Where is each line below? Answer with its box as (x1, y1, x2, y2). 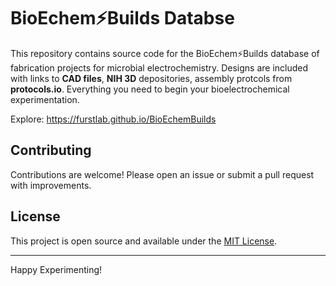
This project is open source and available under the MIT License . (10, 235, 278, 247)
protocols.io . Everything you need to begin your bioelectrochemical (10, 83, 290, 95)
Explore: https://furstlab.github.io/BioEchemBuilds (10, 113, 217, 125)
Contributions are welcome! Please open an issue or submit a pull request (10, 168, 315, 180)
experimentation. (10, 93, 80, 105)
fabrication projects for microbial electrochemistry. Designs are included (10, 61, 309, 74)
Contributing (10, 142, 92, 159)
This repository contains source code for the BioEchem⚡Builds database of (10, 47, 320, 59)
